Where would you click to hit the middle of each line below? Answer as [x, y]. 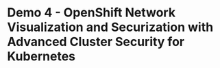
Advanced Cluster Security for [96, 42]
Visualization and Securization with [110, 27]
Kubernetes [41, 57]
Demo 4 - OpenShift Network [91, 13]
